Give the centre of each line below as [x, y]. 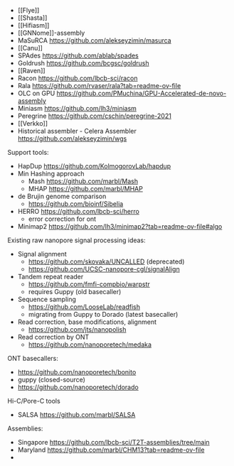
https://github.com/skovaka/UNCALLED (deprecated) [106, 261]
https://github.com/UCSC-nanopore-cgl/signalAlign [104, 269]
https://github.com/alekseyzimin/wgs [72, 139]
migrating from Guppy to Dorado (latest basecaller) [103, 314]
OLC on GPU [36, 93]
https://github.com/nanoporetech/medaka [90, 345]
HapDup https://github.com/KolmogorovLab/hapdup [94, 166]
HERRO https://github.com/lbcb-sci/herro [79, 211]
